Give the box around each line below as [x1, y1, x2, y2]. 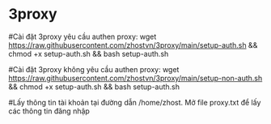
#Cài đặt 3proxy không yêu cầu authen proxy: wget [8, 64, 180, 74]
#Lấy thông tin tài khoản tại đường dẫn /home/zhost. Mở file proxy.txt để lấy [8, 97, 261, 107]
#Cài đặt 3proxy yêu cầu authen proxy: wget [8, 32, 157, 41]
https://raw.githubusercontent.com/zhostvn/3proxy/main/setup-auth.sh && [8, 40, 258, 49]
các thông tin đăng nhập [8, 106, 91, 116]
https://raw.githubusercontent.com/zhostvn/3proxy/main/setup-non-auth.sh [8, 73, 263, 83]
